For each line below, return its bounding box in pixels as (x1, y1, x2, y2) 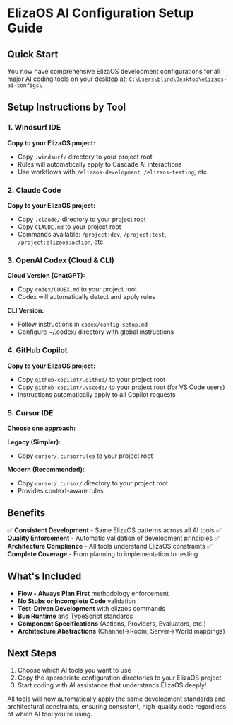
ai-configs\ (7, 82, 42, 89)
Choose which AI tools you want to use (17, 666, 132, 675)
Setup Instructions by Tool (7, 101, 126, 113)
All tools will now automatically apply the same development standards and (7, 695, 226, 703)
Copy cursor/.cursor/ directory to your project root (17, 478, 168, 487)
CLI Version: (7, 306, 44, 315)
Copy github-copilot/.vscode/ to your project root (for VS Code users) (17, 383, 225, 391)
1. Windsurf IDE (7, 123, 61, 133)
